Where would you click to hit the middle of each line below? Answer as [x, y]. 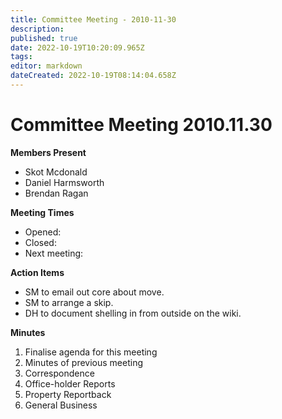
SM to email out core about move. [94, 292]
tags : [21, 57]
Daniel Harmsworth [64, 182]
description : [37, 29]
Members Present [48, 152]
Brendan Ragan [56, 193]
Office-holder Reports [70, 383]
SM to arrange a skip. [69, 302]
